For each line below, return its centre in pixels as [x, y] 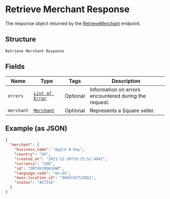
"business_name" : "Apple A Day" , [50, 150]
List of [43, 93]
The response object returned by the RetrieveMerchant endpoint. [73, 23]
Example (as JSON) [36, 128]
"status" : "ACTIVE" [35, 183]
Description [126, 81]
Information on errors [115, 89]
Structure [21, 39]
